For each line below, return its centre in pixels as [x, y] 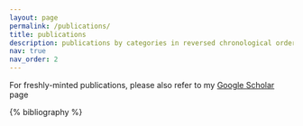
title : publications [48, 34]
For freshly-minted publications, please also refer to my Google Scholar [142, 85]
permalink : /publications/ [60, 26]
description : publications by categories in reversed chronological [141, 43]
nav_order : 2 [34, 59]
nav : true [28, 51]
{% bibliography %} [46, 112]
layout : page [34, 18]
